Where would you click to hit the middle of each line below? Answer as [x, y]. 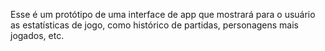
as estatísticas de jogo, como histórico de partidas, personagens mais [154, 25]
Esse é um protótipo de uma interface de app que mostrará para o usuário [163, 14]
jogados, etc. [37, 35]
